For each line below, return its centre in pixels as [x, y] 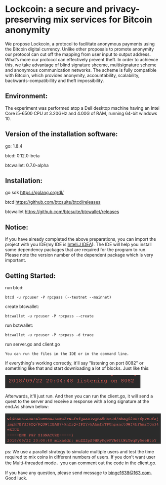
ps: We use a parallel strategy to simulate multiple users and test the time [80, 451]
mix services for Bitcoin [103, 20]
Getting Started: [30, 276]
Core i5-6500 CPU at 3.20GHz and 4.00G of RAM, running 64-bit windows [81, 113]
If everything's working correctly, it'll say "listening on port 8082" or [74, 363]
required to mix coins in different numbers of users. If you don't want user [80, 457]
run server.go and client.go [33, 344]
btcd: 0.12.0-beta [22, 155]
